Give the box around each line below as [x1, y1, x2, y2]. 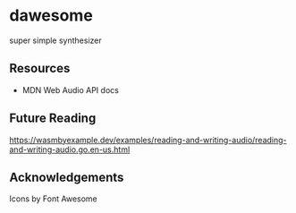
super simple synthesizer [9, 35, 103, 46]
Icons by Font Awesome [9, 193, 98, 204]
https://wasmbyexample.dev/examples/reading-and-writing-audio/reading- [9, 134, 288, 145]
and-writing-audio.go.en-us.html [9, 144, 131, 155]
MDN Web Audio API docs [21, 84, 119, 95]
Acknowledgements [9, 169, 124, 184]
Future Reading [9, 111, 97, 126]
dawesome [9, 5, 94, 26]
